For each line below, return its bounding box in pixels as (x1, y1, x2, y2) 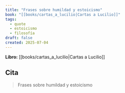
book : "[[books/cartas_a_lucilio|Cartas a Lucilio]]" (5, 12, 121, 17)
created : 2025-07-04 (5, 40, 49, 45)
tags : (5, 17, 17, 22)
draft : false (5, 36, 33, 41)
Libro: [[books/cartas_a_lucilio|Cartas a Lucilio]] (5, 54, 105, 60)
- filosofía (10, 31, 35, 36)
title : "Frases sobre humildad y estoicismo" (5, 7, 102, 13)
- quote (10, 21, 26, 27)
